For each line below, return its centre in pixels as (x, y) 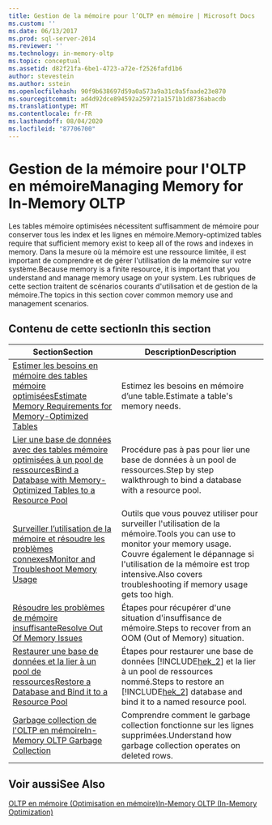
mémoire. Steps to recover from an (186, 627)
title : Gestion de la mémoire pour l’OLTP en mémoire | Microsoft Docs (132, 16)
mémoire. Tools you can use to (178, 533)
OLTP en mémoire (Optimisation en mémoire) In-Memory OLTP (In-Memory (133, 804)
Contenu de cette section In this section (110, 329)
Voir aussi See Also (57, 784)
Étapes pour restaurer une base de (187, 651)
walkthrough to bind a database (181, 480)
